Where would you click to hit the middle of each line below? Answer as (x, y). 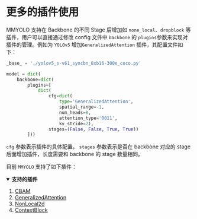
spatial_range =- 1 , (82, 107)
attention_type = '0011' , (88, 118)
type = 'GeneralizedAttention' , (96, 101)
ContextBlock (31, 210)
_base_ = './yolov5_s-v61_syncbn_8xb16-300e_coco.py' (74, 63)
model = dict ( (24, 74)
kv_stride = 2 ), (76, 123)
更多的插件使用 (43, 12)
